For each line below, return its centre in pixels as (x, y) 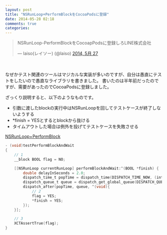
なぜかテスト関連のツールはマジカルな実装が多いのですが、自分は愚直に (79, 74)
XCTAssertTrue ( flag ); (36, 224)
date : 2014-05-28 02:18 (30, 19)
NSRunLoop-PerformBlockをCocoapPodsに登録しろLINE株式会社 (84, 43)
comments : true (21, 24)
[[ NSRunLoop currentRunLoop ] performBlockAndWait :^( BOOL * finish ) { (86, 168)
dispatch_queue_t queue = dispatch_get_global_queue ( (80, 182)
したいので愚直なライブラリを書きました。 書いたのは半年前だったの (84, 81)
